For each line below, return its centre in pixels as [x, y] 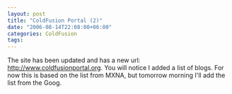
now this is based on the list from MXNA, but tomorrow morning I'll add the [116, 76]
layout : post [27, 14]
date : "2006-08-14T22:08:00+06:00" [60, 27]
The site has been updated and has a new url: [74, 60]
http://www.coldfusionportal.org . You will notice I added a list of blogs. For [116, 68]
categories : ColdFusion [42, 34]
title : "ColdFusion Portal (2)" [55, 20]
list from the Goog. [35, 83]
